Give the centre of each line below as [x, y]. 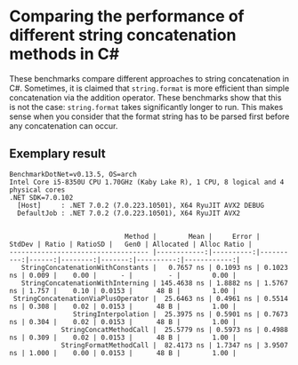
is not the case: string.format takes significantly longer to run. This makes [146, 107]
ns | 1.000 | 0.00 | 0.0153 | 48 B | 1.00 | [123, 353]
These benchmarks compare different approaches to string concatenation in [149, 78]
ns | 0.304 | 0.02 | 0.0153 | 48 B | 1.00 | [123, 321]
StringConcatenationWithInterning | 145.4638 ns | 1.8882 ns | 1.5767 [155, 283]
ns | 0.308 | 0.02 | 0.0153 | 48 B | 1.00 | [123, 306]
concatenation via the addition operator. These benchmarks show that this [145, 97]
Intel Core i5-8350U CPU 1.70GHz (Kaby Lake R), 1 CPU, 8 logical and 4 [147, 182]
